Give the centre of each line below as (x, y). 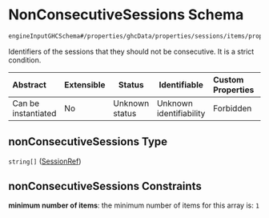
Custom (229, 79)
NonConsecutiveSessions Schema (126, 15)
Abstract (29, 84)
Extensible (84, 84)
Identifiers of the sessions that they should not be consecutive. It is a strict (131, 51)
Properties (234, 90)
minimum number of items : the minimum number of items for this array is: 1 (134, 205)
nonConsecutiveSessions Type (88, 142)
